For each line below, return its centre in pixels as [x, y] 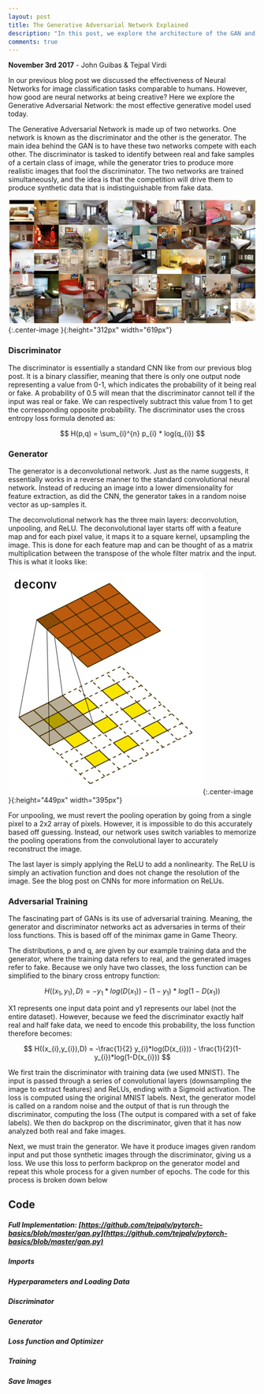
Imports [21, 1261]
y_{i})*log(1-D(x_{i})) [127, 1057]
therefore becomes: [40, 1033]
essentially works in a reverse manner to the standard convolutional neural [129, 479]
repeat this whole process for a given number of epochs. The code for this [129, 1171]
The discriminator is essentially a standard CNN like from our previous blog [130, 368]
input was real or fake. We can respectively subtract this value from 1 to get [130, 401]
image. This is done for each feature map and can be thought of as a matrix [131, 545]
